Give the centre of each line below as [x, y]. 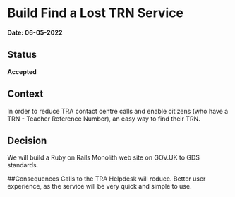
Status [22, 55]
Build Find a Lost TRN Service [96, 13]
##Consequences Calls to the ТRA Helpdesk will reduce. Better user [107, 179]
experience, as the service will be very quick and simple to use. [100, 186]
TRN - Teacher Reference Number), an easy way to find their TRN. [104, 119]
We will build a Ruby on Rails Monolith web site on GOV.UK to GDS [103, 157]
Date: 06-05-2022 [35, 32]
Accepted [22, 71]
